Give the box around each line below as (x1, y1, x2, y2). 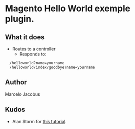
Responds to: (19, 51, 46, 57)
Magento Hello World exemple (5, 3, 131, 14)
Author (5, 78, 27, 86)
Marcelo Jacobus (5, 91, 40, 97)
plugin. (5, 13, 34, 25)
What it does (5, 33, 45, 41)
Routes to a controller (12, 46, 56, 52)
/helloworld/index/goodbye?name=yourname (9, 65, 95, 70)
